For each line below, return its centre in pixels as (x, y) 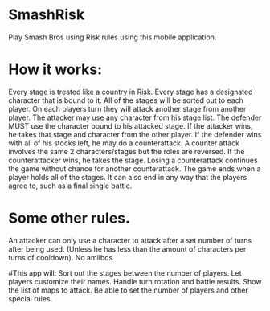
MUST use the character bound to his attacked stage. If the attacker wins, (131, 125)
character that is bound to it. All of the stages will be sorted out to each (126, 100)
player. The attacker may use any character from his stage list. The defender (135, 117)
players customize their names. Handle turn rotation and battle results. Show (135, 281)
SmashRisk (47, 15)
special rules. (31, 298)
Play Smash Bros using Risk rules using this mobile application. (112, 37)
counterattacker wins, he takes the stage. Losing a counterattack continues (133, 160)
